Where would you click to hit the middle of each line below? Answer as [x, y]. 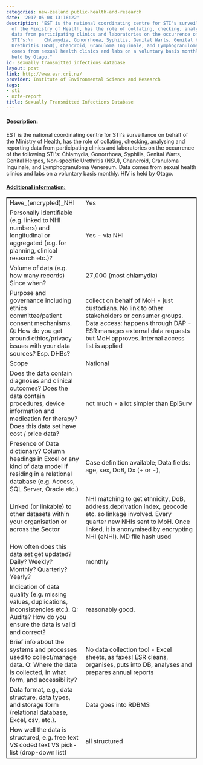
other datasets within [40, 514]
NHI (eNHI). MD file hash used [128, 537]
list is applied [104, 346]
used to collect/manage [43, 657]
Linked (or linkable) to [41, 506]
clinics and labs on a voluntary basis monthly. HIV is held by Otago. [90, 173]
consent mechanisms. [41, 323]
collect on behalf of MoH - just [129, 300]
